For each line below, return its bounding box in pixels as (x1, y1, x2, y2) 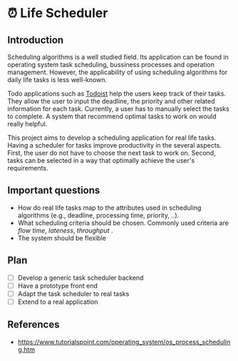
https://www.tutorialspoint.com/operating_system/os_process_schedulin (17, 337, 231, 346)
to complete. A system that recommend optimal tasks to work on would (7, 112, 217, 121)
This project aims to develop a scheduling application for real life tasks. (7, 133, 217, 142)
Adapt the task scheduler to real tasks (17, 289, 130, 298)
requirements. (7, 164, 48, 172)
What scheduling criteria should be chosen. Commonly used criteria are (17, 218, 229, 227)
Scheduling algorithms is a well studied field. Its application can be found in (7, 53, 229, 61)
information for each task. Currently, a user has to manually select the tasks (7, 105, 229, 113)
